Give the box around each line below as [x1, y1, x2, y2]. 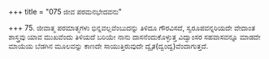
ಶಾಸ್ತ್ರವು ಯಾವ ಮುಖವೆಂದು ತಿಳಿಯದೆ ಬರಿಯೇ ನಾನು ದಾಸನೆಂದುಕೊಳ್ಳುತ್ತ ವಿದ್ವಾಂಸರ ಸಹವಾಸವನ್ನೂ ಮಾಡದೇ [8, 32, 261, 41]
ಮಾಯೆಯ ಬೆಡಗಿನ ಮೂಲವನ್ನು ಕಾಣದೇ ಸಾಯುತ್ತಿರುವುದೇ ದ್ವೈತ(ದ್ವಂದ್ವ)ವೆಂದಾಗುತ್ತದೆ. [8, 41, 209, 51]
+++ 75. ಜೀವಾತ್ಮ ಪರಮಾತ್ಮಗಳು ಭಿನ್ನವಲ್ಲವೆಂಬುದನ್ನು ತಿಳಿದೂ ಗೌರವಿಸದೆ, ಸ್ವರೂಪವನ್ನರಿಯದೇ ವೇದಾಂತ [8, 23, 256, 32]
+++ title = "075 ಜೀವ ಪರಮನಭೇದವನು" [8, 7, 122, 16]
